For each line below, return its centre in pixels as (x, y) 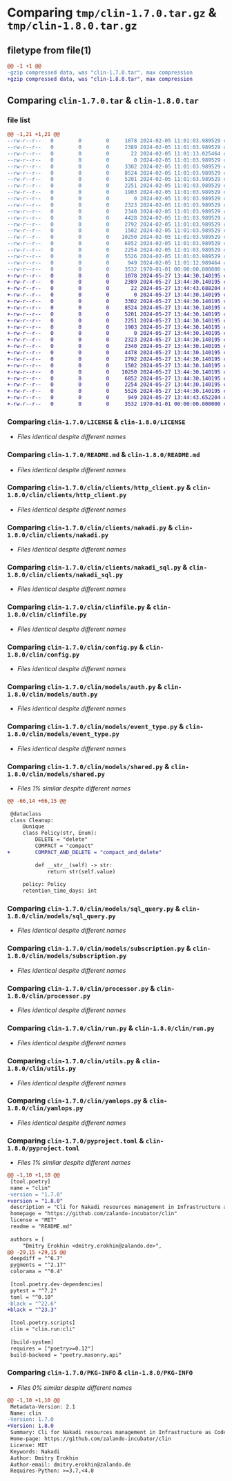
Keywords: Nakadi (35, 1451)
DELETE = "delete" (61, 840)
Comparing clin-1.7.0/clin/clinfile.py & (79, 607)
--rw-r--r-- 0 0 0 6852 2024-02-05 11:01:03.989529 (114, 244)
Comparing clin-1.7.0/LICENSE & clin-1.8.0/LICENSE (96, 421)
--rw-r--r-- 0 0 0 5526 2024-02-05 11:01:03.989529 (114, 256)
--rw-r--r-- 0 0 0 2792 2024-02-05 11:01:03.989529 (114, 224)
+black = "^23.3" (32, 1310)
